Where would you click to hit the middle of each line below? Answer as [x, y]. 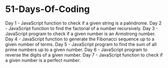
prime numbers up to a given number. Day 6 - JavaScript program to [76, 49]
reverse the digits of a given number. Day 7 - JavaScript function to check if [84, 55]
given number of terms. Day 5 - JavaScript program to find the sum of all [81, 44]
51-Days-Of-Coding [47, 9]
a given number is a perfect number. [43, 60]
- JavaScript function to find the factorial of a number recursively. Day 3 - [82, 28]
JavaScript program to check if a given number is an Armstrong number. [80, 33]
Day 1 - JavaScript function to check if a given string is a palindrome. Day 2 [83, 23]
